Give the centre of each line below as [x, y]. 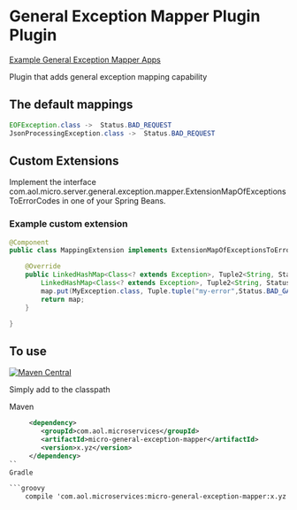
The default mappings [71, 105]
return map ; [63, 299]
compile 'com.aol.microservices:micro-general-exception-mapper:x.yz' [158, 497]
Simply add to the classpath [60, 390]
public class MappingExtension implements [88, 251]
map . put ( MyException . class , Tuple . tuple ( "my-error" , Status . [154, 291]
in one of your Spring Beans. [114, 201]
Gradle [21, 472]
